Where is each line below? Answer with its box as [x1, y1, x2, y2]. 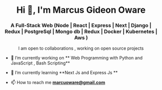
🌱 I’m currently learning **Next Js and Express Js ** [10, 70, 118, 76]
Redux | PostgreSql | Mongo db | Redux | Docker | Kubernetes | [4, 28, 158, 35]
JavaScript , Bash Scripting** [10, 60, 70, 66]
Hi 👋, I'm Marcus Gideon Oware [16, 4, 146, 16]
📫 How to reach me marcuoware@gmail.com [10, 80, 106, 86]
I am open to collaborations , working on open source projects [18, 45, 144, 51]
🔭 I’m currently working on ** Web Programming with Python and [10, 55, 143, 61]
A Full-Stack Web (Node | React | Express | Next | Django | [10, 22, 152, 29]
